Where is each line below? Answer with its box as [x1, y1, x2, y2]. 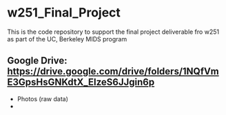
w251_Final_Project [7, 5, 121, 21]
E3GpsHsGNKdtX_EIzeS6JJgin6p [7, 76, 155, 88]
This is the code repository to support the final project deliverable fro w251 [7, 28, 219, 36]
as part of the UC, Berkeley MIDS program [7, 34, 127, 43]
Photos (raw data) [17, 94, 69, 103]
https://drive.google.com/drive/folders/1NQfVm [7, 65, 219, 77]
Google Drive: [7, 55, 68, 67]
